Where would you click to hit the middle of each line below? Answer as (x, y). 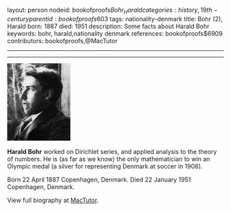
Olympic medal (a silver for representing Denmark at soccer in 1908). (105, 166)
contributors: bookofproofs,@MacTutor (63, 41)
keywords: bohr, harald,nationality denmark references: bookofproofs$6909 (115, 33)
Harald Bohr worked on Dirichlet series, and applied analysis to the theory (112, 151)
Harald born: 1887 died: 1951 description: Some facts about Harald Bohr (108, 26)
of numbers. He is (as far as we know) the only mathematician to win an (109, 159)
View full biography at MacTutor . (53, 200)
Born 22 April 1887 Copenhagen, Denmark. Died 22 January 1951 (99, 179)
